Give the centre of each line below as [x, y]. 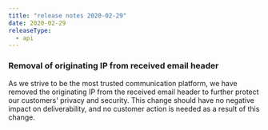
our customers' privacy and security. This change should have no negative [131, 100]
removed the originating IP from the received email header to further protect [134, 92]
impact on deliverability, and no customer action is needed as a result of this [134, 108]
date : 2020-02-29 [37, 23]
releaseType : [30, 30]
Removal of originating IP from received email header [114, 66]
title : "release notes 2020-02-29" [68, 16]
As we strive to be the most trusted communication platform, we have [123, 83]
